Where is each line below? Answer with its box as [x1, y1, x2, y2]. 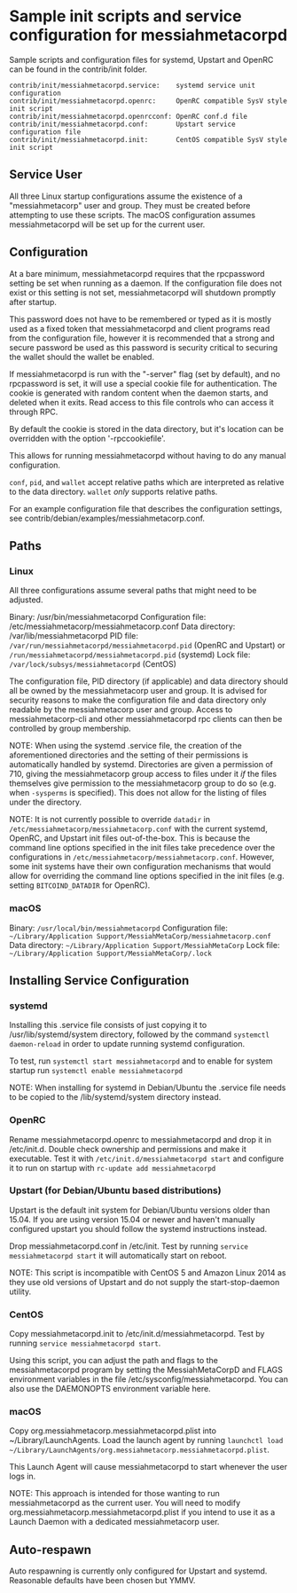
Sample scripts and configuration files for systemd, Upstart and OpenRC [9, 54, 274, 65]
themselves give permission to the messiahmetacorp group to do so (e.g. [9, 778, 277, 789]
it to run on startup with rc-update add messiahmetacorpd [9, 1162, 216, 1173]
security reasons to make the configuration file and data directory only [9, 694, 267, 706]
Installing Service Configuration [9, 973, 190, 988]
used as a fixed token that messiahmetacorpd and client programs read [9, 323, 270, 334]
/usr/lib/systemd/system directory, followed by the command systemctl [9, 1029, 270, 1040]
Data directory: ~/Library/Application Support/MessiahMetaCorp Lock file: [9, 939, 280, 950]
